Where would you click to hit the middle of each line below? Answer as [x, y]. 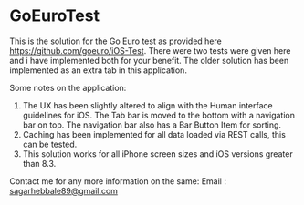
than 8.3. [39, 163]
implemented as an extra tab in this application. [98, 70]
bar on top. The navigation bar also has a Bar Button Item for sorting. [152, 125]
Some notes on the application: [68, 87]
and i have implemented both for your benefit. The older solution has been [149, 60]
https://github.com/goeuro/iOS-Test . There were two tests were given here [150, 50]
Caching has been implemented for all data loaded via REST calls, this [154, 134]
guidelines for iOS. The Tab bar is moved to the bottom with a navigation [158, 115]
